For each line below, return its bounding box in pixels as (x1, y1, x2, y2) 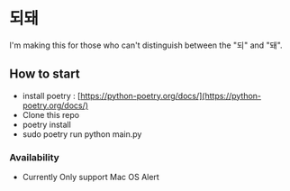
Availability (9, 150, 60, 163)
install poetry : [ (22, 90, 81, 101)
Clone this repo (22, 109, 79, 120)
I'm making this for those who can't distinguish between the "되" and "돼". (9, 40, 283, 50)
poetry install (22, 119, 72, 130)
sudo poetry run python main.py (22, 128, 142, 140)
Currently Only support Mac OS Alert (22, 172, 159, 183)
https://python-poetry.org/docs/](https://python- (80, 90, 262, 101)
